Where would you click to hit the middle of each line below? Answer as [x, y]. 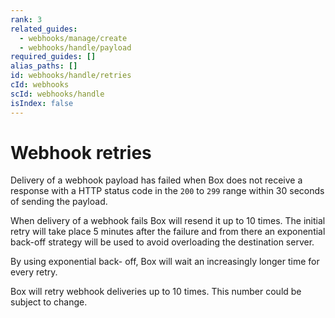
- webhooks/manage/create [73, 38]
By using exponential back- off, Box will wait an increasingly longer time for [165, 262]
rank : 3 [26, 19]
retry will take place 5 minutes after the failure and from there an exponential [168, 232]
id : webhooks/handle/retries [71, 76]
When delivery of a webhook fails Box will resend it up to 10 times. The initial [168, 221]
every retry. [34, 272]
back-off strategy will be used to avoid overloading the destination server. [162, 242]
